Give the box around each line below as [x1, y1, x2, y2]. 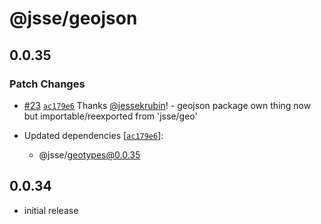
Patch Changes [9, 77, 86, 91]
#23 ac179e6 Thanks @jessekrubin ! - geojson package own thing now [23, 99, 312, 111]
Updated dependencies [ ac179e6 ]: [23, 129, 164, 141]
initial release [23, 204, 79, 216]
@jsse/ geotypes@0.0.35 [38, 148, 141, 161]
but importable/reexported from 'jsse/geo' [23, 110, 198, 122]
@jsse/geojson [9, 7, 138, 30]
